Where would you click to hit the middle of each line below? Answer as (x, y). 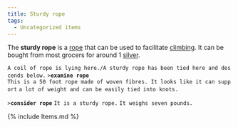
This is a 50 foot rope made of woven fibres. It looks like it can (111, 82)
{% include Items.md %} (43, 117)
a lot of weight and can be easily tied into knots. (99, 90)
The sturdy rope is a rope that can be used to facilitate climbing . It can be (116, 48)
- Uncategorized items (47, 27)
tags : (15, 21)
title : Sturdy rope (36, 14)
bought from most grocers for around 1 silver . (74, 55)
